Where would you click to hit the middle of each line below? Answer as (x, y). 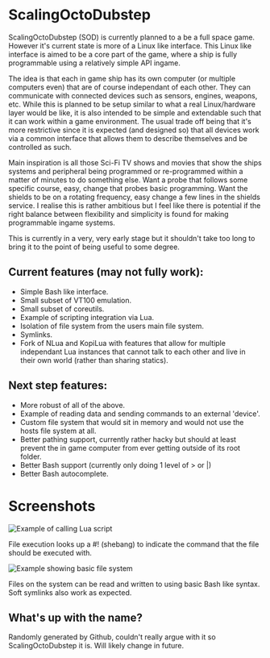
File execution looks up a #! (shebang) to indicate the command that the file (134, 544)
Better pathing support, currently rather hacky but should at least (128, 439)
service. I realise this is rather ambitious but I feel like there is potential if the (135, 205)
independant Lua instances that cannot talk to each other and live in (133, 352)
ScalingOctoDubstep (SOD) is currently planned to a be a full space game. (132, 37)
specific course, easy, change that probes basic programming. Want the (128, 188)
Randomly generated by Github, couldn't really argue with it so (112, 637)
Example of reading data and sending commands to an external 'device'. (140, 414)
